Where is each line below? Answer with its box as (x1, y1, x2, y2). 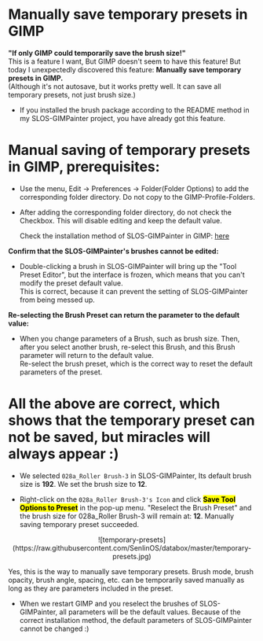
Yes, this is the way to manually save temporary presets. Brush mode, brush (8, 566, 254, 576)
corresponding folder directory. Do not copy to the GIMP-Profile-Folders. (19, 192, 255, 201)
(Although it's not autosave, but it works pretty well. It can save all (8, 81, 221, 91)
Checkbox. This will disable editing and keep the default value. (19, 216, 222, 225)
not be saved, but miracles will (8, 429, 210, 446)
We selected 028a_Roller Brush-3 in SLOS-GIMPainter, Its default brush (19, 470, 252, 481)
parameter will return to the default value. (19, 350, 155, 359)
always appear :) (8, 445, 119, 463)
